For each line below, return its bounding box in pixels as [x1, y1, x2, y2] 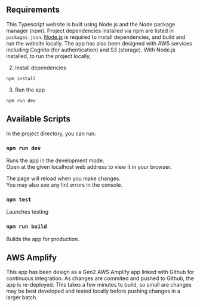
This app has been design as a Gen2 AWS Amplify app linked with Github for [6, 269, 195, 276]
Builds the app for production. [6, 235, 79, 242]
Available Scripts [6, 114, 70, 124]
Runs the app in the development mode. [6, 157, 104, 164]
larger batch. [6, 294, 38, 301]
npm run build [6, 223, 47, 230]
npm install [6, 75, 36, 81]
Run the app [14, 86, 45, 93]
